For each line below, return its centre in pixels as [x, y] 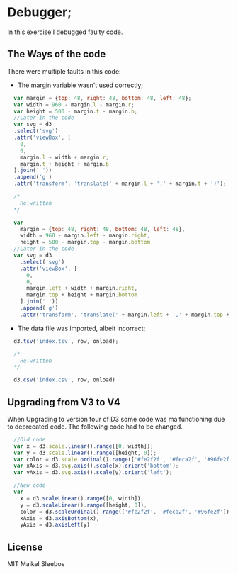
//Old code [30, 439]
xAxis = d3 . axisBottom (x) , [60, 518]
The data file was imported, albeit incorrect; [81, 328]
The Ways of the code [57, 54]
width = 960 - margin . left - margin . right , [85, 236]
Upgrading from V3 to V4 [64, 402]
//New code [30, 485]
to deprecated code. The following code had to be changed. [95, 427]
